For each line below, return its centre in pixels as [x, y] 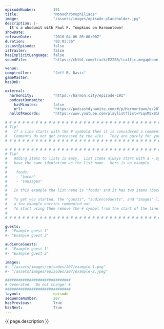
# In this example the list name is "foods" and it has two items [76, 190]
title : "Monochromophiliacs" [51, 14]
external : [15, 91]
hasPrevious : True [34, 303]
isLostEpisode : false [35, 46]
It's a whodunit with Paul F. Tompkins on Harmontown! [66, 28]
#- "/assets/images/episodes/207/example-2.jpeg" [57, 271]
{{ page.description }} [27, 321]
